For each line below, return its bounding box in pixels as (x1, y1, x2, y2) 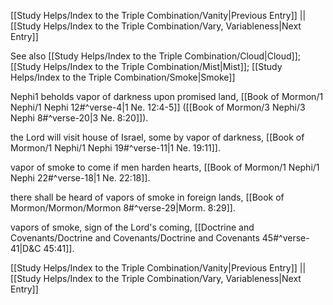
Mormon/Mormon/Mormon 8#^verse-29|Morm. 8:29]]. (10, 202, 236, 214)
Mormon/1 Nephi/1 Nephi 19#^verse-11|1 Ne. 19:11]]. (10, 142, 221, 154)
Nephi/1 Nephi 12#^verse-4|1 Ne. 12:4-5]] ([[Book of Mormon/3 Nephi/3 (10, 101, 306, 113)
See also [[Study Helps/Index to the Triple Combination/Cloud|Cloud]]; (10, 50, 302, 62)
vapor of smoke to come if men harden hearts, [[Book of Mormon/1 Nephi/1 (10, 161, 320, 173)
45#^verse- (261, 232, 310, 244)
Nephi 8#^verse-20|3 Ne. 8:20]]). (10, 112, 149, 124)
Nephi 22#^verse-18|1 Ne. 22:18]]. (10, 172, 151, 184)
